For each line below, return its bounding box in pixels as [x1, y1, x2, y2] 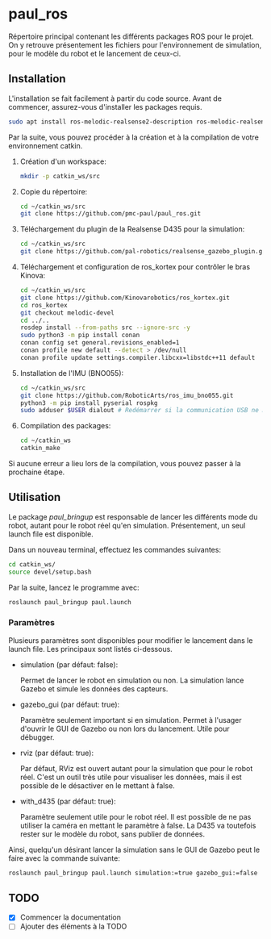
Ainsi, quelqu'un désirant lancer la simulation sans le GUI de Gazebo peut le [8, 845, 261, 854]
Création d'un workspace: [19, 156, 106, 166]
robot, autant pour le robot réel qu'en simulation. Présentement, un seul [8, 520, 246, 530]
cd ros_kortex [19, 301, 68, 309]
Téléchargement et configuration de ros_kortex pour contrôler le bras [19, 262, 251, 271]
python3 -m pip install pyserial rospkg [19, 399, 158, 407]
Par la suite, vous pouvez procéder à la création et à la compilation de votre [8, 132, 260, 142]
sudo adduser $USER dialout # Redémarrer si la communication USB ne [19, 407, 260, 415]
